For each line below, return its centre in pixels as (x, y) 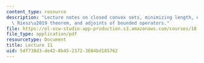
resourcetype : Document (36, 40)
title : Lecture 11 (29, 46)
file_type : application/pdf (42, 34)
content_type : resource (36, 12)
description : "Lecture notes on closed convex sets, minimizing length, (100, 17)
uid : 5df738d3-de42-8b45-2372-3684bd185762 (62, 51)
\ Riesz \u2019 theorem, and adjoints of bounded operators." (91, 23)
